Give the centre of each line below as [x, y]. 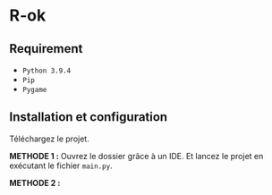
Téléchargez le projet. [49, 139]
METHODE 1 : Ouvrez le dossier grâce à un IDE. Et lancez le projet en [136, 156]
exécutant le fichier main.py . [61, 165]
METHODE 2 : [35, 182]
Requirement [46, 49]
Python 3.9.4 [47, 71]
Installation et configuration [89, 117]
